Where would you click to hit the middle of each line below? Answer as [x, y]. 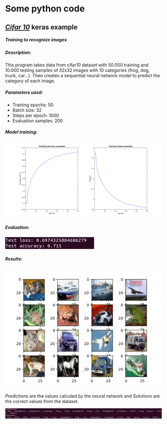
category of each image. [30, 81]
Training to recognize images [36, 40]
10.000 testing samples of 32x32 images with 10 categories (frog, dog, [78, 70]
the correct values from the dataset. [42, 402]
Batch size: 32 [27, 110]
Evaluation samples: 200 [38, 121]
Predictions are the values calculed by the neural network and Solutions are [83, 396]
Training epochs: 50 [33, 105]
